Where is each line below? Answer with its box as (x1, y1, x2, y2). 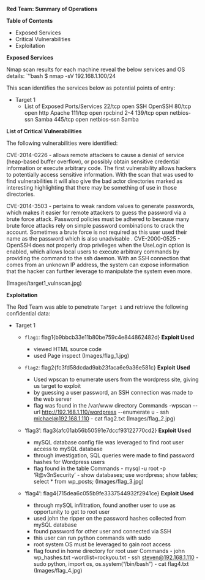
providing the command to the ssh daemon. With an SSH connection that (6, 255, 190, 261)
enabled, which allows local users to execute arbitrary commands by (6, 248, 179, 255)
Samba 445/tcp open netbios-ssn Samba (34, 116, 139, 123)
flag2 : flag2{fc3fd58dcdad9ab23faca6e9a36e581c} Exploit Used (24, 364, 190, 371)
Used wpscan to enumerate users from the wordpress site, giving (33, 376, 199, 383)
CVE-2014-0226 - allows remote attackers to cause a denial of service (6, 152, 185, 158)
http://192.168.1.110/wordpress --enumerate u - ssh (42, 408, 170, 416)
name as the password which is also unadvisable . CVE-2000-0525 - (6, 235, 181, 242)
